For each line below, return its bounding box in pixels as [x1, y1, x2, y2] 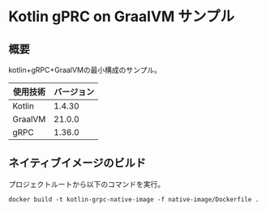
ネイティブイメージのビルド [8, 156, 146, 170]
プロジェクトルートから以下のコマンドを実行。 [8, 179, 165, 189]
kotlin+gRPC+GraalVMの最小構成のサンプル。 [8, 66, 162, 74]
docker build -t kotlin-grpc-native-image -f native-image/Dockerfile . [8, 195, 260, 203]
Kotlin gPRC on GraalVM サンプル [8, 7, 235, 26]
